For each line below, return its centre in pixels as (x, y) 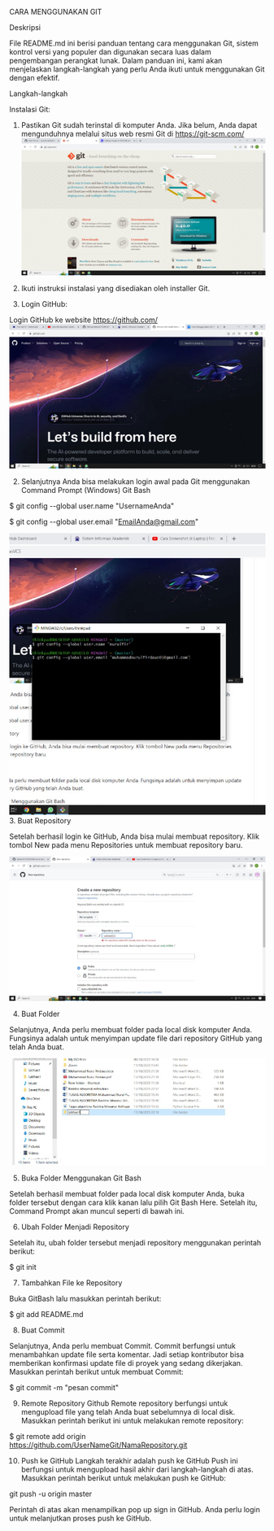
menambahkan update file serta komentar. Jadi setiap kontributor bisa (127, 1354)
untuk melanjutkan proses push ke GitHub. (80, 1518)
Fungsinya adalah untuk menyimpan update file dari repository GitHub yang (136, 1038)
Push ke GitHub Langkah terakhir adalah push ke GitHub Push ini (129, 1461)
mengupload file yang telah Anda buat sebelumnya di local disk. (128, 1412)
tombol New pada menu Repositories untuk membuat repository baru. (126, 845)
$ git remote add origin (48, 1437)
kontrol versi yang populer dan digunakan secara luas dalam (110, 52)
